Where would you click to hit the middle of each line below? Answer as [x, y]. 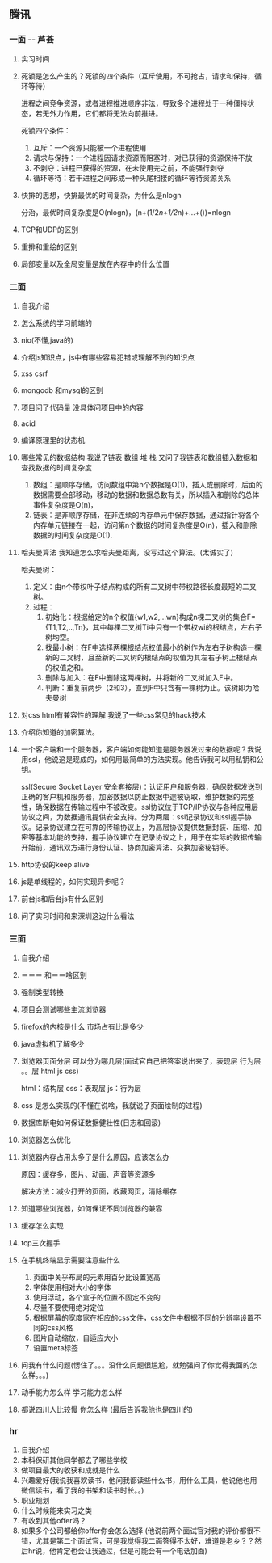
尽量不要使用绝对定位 [68, 1308]
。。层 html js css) [50, 1071]
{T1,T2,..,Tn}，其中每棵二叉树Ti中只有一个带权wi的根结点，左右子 [153, 627]
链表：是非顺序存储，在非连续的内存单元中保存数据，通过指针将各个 [146, 515]
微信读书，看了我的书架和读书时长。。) [82, 1490]
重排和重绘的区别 [49, 246]
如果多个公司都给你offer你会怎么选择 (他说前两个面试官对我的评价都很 [137, 1531]
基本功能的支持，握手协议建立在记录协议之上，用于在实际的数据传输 [148, 837]
